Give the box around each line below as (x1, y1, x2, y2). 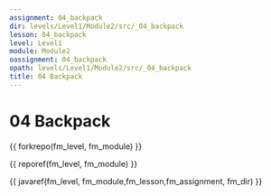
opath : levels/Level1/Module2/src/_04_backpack (9, 64, 192, 73)
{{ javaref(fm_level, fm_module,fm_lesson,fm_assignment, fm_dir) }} (9, 175, 263, 186)
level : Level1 (9, 38, 63, 48)
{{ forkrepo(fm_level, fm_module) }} (9, 141, 143, 152)
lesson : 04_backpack (9, 30, 88, 39)
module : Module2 (9, 47, 70, 56)
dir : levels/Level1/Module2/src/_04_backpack (9, 22, 183, 31)
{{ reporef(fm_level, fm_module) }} (9, 158, 138, 169)
